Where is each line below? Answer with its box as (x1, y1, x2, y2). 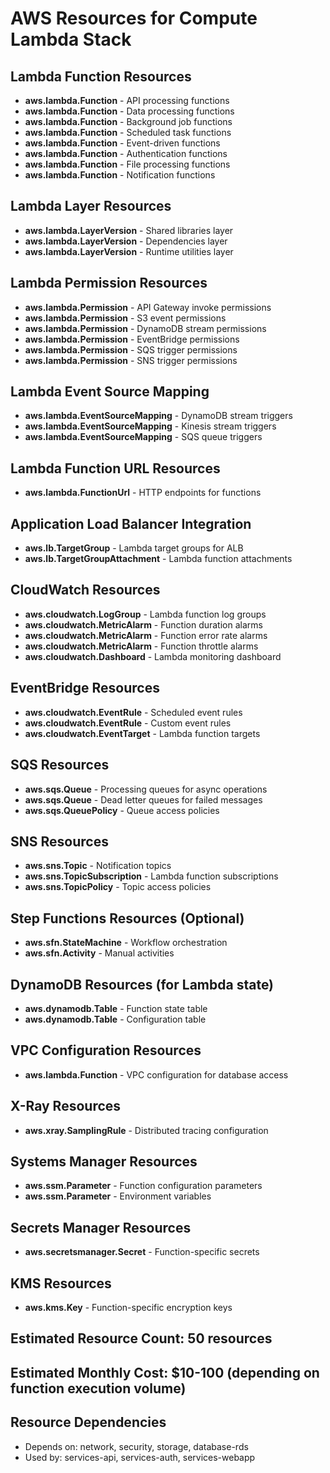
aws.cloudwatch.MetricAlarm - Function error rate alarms (24, 629, 268, 641)
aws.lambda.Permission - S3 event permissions (24, 312, 227, 324)
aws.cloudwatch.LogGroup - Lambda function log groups (24, 608, 267, 620)
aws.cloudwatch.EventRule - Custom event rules (24, 717, 232, 729)
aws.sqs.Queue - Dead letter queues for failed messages (24, 793, 263, 806)
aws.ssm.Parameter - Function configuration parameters (24, 1180, 263, 1192)
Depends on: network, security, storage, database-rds (24, 1440, 249, 1452)
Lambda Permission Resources (10, 275, 208, 292)
